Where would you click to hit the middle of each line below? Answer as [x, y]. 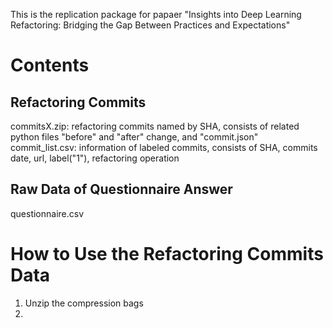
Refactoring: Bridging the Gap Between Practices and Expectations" [150, 25]
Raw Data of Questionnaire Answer [121, 189]
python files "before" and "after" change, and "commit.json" [134, 137]
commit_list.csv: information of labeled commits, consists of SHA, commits [164, 147]
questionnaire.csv [47, 213]
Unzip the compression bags [84, 303]
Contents [50, 65]
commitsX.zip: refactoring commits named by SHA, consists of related [155, 126]
